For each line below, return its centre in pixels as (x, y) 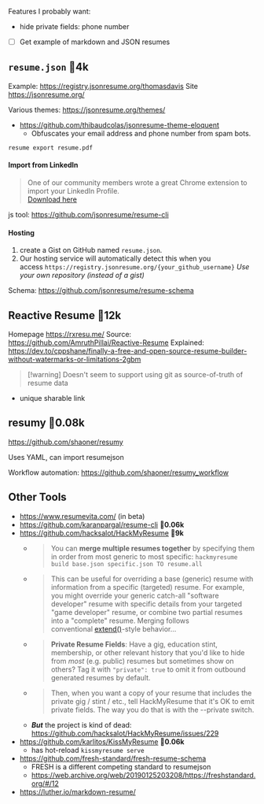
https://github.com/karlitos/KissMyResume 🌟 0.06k (102, 741)
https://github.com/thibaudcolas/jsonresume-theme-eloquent (119, 124)
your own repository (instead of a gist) (82, 276)
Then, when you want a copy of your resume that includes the (151, 693)
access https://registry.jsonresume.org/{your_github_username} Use (134, 267)
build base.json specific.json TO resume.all (126, 564)
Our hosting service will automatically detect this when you (115, 258)
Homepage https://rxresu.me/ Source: (70, 335)
